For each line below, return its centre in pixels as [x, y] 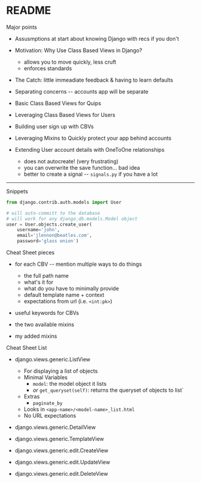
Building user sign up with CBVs [54, 126]
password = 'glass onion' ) [48, 241]
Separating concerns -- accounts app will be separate [81, 91]
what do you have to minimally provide [71, 289]
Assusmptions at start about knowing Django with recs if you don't [97, 38]
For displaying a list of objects [61, 371]
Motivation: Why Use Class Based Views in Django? [78, 50]
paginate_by [48, 403]
